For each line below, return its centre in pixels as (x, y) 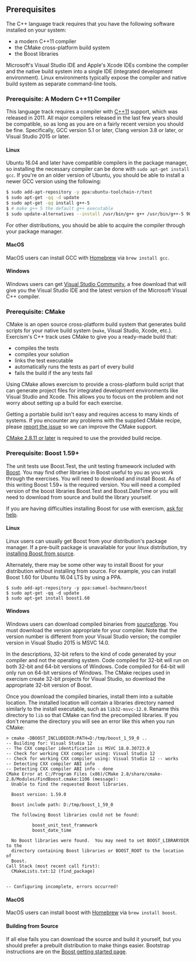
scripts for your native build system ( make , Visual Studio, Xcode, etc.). (89, 330)
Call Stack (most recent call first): (53, 866)
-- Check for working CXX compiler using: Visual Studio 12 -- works (92, 759)
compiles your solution (42, 354)
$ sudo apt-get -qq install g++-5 (48, 203)
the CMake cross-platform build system (62, 47)
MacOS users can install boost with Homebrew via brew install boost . (92, 912)
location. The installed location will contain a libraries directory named (90, 703)
